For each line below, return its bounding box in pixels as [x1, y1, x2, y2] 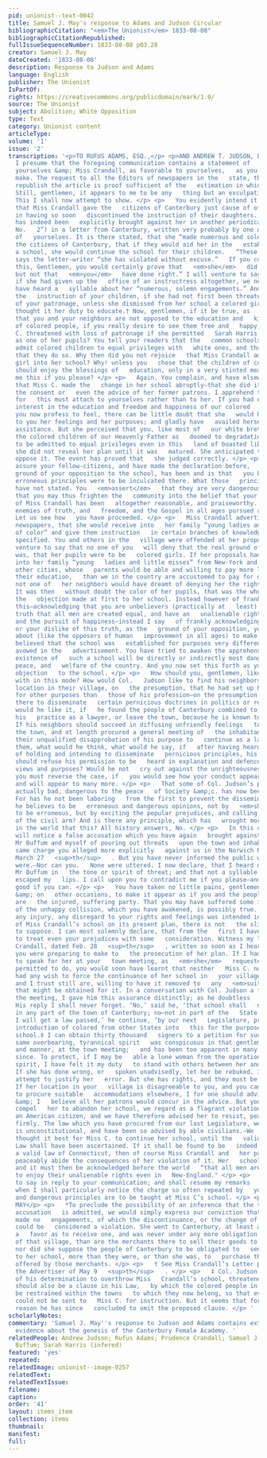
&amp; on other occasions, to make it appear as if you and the [15, 891, 240, 899]
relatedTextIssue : [8, 1378, 69, 1386]
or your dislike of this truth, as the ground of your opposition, [15, 625, 250, 632]
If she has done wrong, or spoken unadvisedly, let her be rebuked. [15, 1068, 254, 1076]
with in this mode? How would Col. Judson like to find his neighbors [15, 676, 261, 684]
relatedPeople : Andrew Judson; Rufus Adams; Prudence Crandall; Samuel [8, 1334, 250, 1342]
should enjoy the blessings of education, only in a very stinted [15, 366, 247, 374]
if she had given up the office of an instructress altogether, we [15, 277, 250, 286]
